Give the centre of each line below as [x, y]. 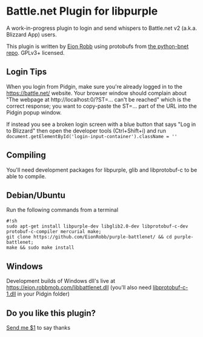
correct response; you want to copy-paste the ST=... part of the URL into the [101, 106]
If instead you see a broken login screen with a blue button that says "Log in [101, 124]
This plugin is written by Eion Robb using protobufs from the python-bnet [98, 46]
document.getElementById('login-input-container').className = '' [92, 136]
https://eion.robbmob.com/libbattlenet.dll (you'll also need [79, 288]
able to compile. [26, 176]
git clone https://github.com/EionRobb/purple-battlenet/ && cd [89, 237]
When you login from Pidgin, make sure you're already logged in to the [95, 86]
